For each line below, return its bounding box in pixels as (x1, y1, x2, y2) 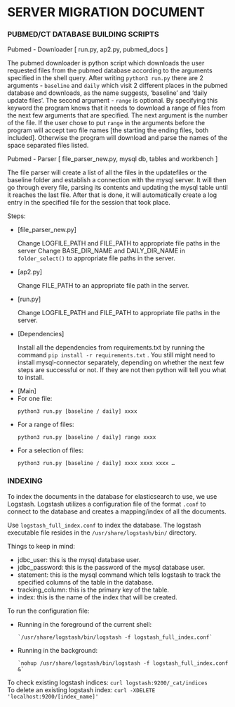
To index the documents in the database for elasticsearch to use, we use (7, 492, 217, 500)
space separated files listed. (7, 141, 89, 150)
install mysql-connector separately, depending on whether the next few (17, 358, 224, 367)
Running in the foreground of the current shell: (17, 620, 152, 628)
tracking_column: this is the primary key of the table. (17, 585, 170, 594)
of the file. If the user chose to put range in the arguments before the (7, 119, 206, 127)
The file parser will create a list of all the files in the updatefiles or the (7, 168, 207, 177)
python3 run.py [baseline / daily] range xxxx (17, 434, 156, 441)
